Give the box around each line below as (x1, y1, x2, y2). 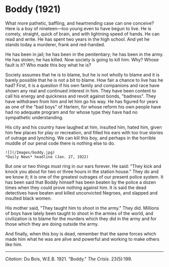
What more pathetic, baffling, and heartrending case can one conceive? (5, 20, 154, 26)
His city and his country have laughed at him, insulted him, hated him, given (5, 124, 162, 130)
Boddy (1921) (5, 4, 61, 15)
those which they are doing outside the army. (5, 221, 99, 227)
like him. (5, 241, 23, 247)
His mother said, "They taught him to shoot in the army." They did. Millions (5, 205, 159, 211)
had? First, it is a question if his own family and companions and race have (5, 82, 160, 88)
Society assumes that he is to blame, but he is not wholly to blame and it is (5, 71, 160, 77)
